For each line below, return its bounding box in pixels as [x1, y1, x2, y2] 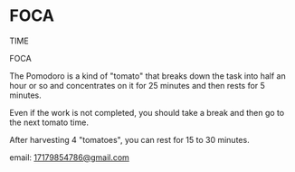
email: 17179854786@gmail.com [9, 151, 129, 163]
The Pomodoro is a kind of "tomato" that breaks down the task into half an [9, 70, 287, 81]
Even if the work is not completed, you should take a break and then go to [9, 107, 285, 118]
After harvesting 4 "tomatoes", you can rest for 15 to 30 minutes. [9, 134, 251, 145]
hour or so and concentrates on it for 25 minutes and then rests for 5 [9, 80, 265, 91]
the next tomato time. [9, 117, 89, 128]
